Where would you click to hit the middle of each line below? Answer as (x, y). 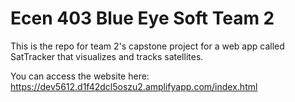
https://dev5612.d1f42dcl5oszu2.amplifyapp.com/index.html (134, 86)
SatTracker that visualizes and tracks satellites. (107, 56)
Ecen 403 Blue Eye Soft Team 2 (142, 18)
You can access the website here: (80, 76)
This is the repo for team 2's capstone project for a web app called (147, 46)
